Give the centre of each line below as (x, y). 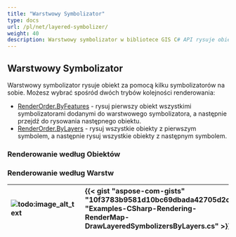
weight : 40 (23, 33)
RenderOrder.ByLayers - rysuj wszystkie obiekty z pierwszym (107, 128)
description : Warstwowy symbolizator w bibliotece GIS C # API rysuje (111, 40)
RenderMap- (107, 217)
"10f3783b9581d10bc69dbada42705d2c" (159, 200)
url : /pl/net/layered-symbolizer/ (58, 27)
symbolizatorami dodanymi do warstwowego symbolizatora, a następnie (122, 114)
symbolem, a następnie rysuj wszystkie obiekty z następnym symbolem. (122, 136)
